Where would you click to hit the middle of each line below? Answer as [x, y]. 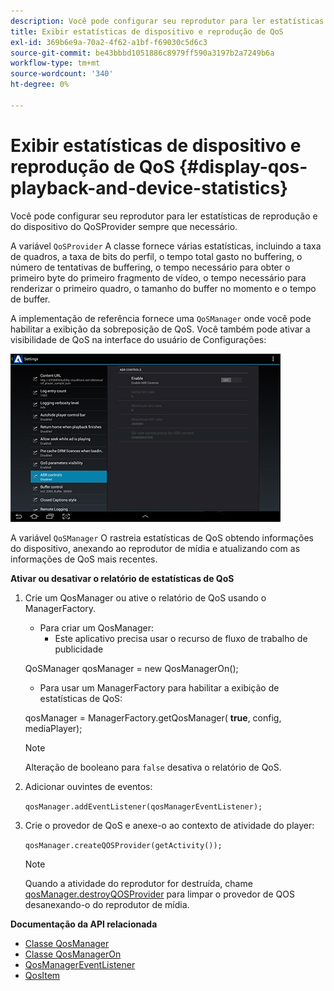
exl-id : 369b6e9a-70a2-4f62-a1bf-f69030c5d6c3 [109, 42]
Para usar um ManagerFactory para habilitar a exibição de [159, 687]
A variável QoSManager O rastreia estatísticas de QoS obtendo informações [162, 537]
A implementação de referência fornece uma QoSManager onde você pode [161, 318]
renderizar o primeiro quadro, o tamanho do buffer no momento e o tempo [163, 288]
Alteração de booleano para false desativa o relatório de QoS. [153, 767]
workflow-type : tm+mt [55, 63]
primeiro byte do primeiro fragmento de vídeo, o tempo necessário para [158, 277]
